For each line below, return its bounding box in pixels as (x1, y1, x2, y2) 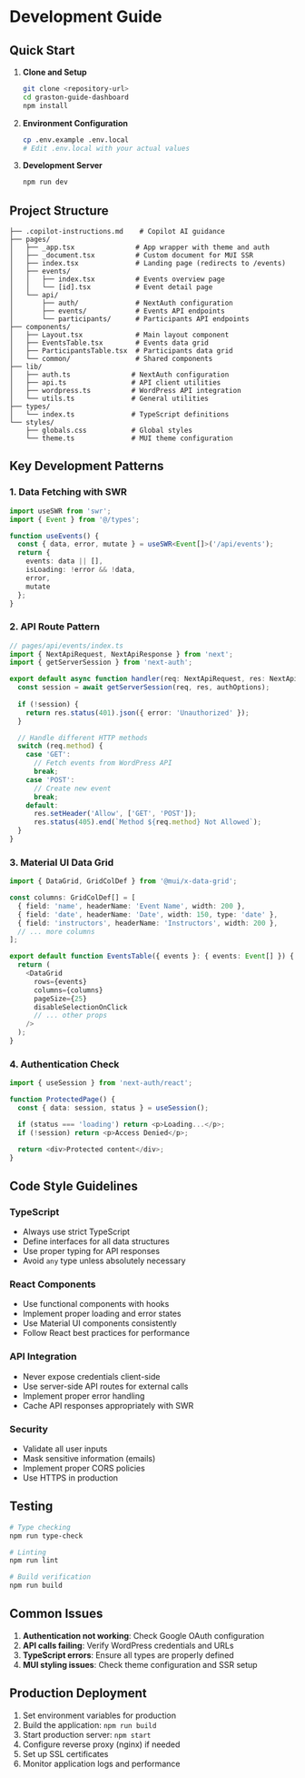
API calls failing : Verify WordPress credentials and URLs (22, 1640, 234, 1651)
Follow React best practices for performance (22, 1328, 191, 1339)
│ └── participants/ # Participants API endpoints (9, 315, 250, 324)
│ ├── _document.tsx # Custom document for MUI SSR (9, 251, 254, 260)
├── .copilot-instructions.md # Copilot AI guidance (9, 227, 225, 236)
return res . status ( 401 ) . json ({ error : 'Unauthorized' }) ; (25, 708, 250, 718)
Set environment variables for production (22, 1710, 177, 1721)
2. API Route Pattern (9, 620, 100, 633)
